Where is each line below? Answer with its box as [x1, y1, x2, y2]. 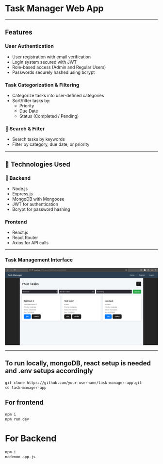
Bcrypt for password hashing [12, 206, 70, 212]
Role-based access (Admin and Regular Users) [12, 64, 106, 70]
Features [5, 28, 33, 36]
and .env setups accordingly [5, 367, 93, 375]
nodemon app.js [5, 454, 36, 459]
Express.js [12, 190, 33, 197]
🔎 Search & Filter [5, 125, 45, 132]
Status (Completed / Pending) [19, 113, 79, 119]
